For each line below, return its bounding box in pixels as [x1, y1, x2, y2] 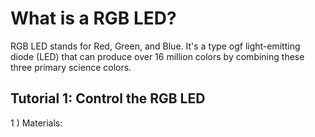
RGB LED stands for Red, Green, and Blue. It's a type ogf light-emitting [10, 40, 301, 52]
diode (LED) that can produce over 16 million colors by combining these [10, 50, 305, 62]
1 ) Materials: [10, 117, 63, 129]
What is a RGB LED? [10, 7, 177, 30]
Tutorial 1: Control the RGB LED [10, 90, 206, 107]
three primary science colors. [10, 61, 132, 73]
